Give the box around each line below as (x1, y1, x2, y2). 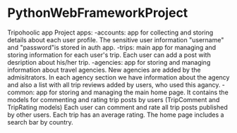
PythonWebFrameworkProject (7, 5, 188, 21)
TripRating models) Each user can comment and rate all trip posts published (7, 103, 228, 111)
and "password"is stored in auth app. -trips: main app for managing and (7, 43, 217, 51)
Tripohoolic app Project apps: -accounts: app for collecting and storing (7, 28, 214, 37)
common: (7, 88, 35, 96)
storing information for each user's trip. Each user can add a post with (7, 51, 212, 59)
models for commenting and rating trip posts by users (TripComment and (7, 95, 220, 103)
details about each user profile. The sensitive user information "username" (7, 35, 224, 44)
